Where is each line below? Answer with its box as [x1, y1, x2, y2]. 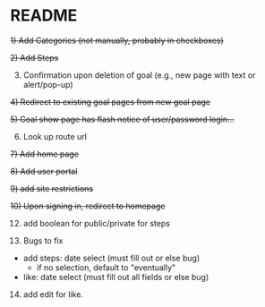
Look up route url [22, 131, 88, 141]
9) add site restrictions [10, 183, 93, 193]
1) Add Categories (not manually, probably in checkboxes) [10, 35, 225, 46]
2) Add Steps [10, 52, 59, 63]
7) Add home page [10, 149, 80, 159]
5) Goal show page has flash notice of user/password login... [10, 114, 235, 124]
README [10, 5, 78, 26]
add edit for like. [22, 288, 84, 300]
